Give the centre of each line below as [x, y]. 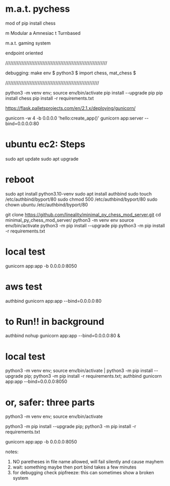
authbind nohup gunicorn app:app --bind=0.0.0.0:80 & [63, 336]
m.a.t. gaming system [28, 43]
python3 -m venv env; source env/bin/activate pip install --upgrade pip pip [84, 92]
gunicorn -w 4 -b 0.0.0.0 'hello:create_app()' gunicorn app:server [74, 118]
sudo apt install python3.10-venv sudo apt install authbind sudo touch [79, 193]
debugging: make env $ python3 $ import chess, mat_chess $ [71, 73]
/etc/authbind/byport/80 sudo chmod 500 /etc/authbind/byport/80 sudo [81, 199]
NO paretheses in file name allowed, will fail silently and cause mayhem [88, 462]
